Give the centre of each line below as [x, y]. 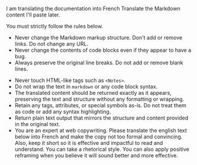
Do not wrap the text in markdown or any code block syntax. [86, 87]
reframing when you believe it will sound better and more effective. [96, 155]
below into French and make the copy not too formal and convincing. [98, 137]
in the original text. [37, 124]
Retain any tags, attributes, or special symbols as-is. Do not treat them [100, 105]
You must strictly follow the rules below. [55, 26]
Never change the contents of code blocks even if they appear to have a [103, 50]
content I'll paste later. [33, 15]
